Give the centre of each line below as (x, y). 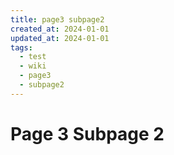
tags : (21, 47)
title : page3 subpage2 (57, 19)
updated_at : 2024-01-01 (60, 38)
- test (33, 57)
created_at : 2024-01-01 (60, 29)
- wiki (33, 66)
